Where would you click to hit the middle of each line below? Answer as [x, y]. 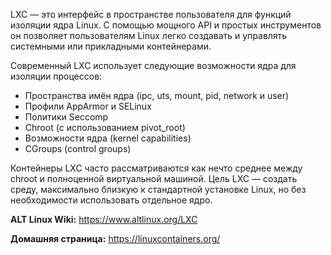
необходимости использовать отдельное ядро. [111, 200]
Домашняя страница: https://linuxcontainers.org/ [115, 238]
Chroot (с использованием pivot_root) [105, 127]
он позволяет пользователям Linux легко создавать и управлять [149, 35]
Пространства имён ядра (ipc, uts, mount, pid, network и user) [157, 95]
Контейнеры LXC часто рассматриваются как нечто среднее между [156, 168]
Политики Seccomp [66, 117]
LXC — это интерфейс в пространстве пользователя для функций [151, 14]
